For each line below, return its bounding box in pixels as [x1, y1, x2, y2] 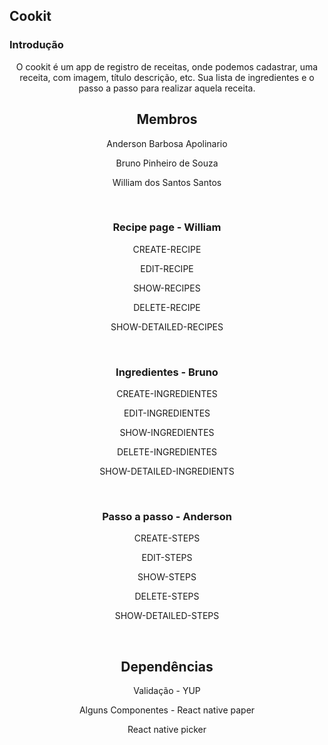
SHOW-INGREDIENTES [119, 427, 215, 439]
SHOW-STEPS [137, 571, 197, 583]
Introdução [9, 38, 64, 52]
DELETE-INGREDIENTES [116, 446, 218, 458]
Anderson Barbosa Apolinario [106, 137, 228, 149]
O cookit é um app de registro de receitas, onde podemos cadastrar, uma [15, 60, 319, 73]
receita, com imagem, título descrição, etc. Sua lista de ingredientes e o [19, 71, 315, 83]
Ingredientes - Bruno [115, 365, 219, 379]
